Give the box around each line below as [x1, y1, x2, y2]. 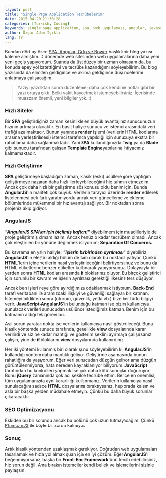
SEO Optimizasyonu [5, 406, 54, 413]
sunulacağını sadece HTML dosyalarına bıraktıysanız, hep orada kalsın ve [5, 383, 155, 389]
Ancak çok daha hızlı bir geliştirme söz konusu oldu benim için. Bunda [5, 184, 147, 190]
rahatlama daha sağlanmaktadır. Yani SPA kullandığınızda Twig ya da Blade [5, 140, 158, 146]
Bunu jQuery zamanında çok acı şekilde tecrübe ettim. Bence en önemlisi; [5, 372, 156, 378]
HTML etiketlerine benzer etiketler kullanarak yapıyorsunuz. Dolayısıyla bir [5, 265, 157, 270]
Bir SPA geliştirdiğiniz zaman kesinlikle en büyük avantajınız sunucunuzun [5, 118, 156, 124]
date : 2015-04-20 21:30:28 [5, 16, 61, 21]
